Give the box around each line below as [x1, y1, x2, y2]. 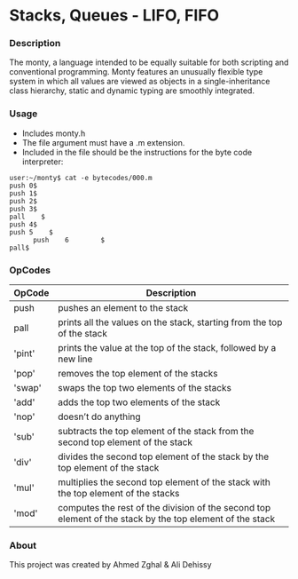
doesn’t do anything [57, 410, 141, 423]
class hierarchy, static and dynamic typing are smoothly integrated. [9, 85, 255, 96]
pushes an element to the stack [57, 302, 189, 314]
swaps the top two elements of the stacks [57, 382, 232, 394]
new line [57, 353, 93, 365]
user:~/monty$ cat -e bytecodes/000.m [9, 173, 153, 182]
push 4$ [9, 219, 38, 229]
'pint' [13, 347, 35, 360]
